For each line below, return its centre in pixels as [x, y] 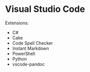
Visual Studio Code [45, 9]
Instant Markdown [30, 48]
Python [19, 59]
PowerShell [24, 54]
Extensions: [17, 23]
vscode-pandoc [29, 64]
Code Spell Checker [32, 43]
